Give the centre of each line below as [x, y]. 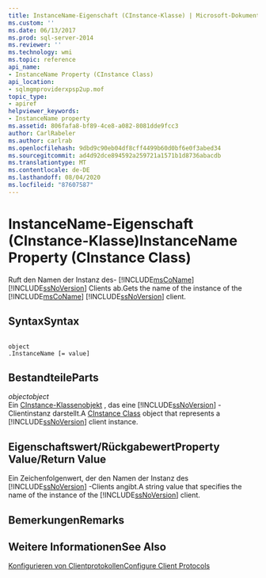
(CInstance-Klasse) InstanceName [123, 240]
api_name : [25, 67]
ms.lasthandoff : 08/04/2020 [55, 178]
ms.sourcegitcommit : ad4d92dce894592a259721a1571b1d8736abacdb [115, 155]
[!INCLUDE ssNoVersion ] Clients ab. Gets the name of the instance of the [125, 288]
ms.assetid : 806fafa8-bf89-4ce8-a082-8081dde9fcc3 [93, 126]
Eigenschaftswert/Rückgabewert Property [114, 447]
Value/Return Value [57, 459]
